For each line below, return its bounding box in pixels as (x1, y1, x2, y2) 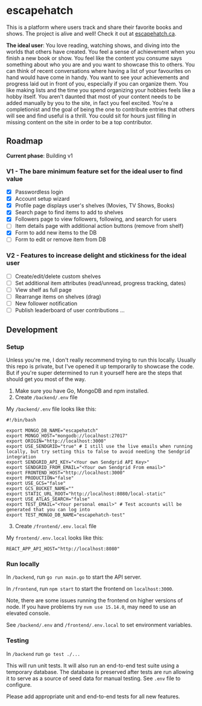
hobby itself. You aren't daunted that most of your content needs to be (6, 93, 181, 100)
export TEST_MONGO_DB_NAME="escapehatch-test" (6, 512, 125, 518)
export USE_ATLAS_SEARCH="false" (6, 496, 90, 502)
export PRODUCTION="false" (6, 474, 74, 481)
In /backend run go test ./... (6, 650, 81, 657)
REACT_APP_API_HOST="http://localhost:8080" (6, 546, 120, 552)
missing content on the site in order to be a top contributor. (6, 118, 153, 125)
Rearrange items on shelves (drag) (14, 293, 101, 300)
